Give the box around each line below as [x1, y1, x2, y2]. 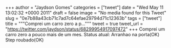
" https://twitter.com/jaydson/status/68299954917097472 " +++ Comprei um [5, 26, 165, 32]
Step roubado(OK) [5, 37, 44, 43]
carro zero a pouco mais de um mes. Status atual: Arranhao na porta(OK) [5, 32, 160, 37]
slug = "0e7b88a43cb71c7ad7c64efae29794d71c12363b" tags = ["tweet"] [5, 15, 162, 21]
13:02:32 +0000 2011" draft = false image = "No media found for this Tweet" [5, 10, 166, 16]
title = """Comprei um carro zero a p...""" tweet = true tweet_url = [5, 20, 143, 27]
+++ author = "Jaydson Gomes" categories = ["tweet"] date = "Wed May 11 [5, 5, 164, 10]
